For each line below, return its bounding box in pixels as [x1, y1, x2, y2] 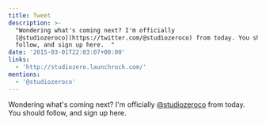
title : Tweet [8, 11, 51, 20]
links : [8, 56, 30, 64]
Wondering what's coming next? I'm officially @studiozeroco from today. [8, 100, 245, 109]
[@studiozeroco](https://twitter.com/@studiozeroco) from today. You [15, 33, 249, 42]
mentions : [8, 70, 41, 78]
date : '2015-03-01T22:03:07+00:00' [8, 48, 126, 56]
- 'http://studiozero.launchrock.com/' [15, 63, 147, 71]
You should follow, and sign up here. [8, 108, 127, 117]
